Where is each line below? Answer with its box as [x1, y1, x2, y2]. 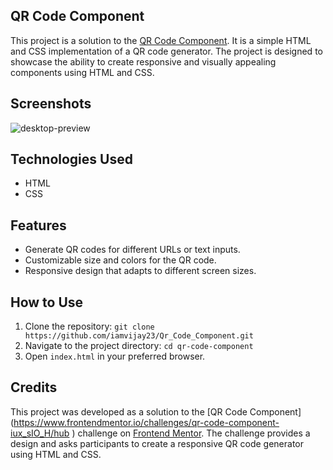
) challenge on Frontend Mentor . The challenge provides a [71, 427, 311, 439]
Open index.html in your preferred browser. [24, 350, 206, 363]
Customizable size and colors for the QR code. [24, 254, 217, 266]
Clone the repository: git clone [24, 320, 155, 333]
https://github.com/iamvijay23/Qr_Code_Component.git [24, 331, 254, 341]
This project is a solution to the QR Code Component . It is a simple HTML [10, 34, 312, 46]
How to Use [10, 294, 84, 311]
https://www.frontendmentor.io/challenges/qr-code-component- [13, 416, 280, 428]
